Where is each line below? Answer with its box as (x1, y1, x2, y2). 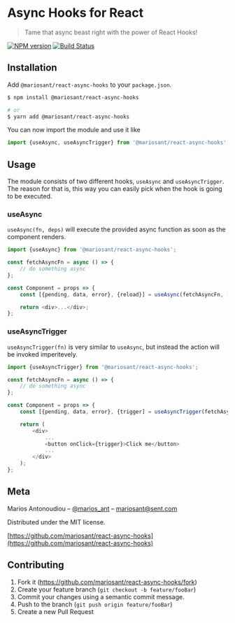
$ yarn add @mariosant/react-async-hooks (7, 113, 130, 120)
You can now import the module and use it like (7, 126, 141, 134)
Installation (7, 62, 57, 74)
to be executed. (7, 192, 52, 201)
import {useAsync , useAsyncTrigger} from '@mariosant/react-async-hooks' (7, 139, 227, 146)
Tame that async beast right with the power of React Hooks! (24, 28, 198, 36)
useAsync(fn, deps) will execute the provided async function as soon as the (7, 225, 226, 234)
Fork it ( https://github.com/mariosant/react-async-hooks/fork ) (17, 578, 197, 586)
